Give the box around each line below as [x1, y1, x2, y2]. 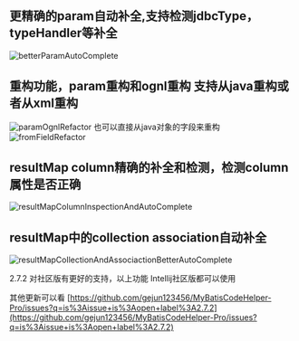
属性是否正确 [9, 177, 82, 193]
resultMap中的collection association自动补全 [9, 230, 267, 245]
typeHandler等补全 [9, 25, 118, 41]
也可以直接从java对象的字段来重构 [93, 121, 220, 132]
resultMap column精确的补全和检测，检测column [9, 160, 289, 175]
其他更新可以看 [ [9, 292, 71, 303]
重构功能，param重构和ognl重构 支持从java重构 [9, 79, 278, 94]
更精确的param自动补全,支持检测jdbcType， [9, 8, 259, 24]
